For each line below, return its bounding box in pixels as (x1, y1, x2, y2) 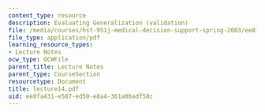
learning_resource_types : (8, 41, 93, 49)
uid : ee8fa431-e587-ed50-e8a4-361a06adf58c (8, 92, 154, 100)
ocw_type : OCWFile (8, 56, 69, 64)
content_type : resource (8, 11, 87, 20)
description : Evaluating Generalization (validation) (8, 19, 189, 27)
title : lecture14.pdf (8, 84, 80, 93)
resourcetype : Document (8, 77, 87, 85)
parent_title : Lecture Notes (8, 63, 104, 71)
